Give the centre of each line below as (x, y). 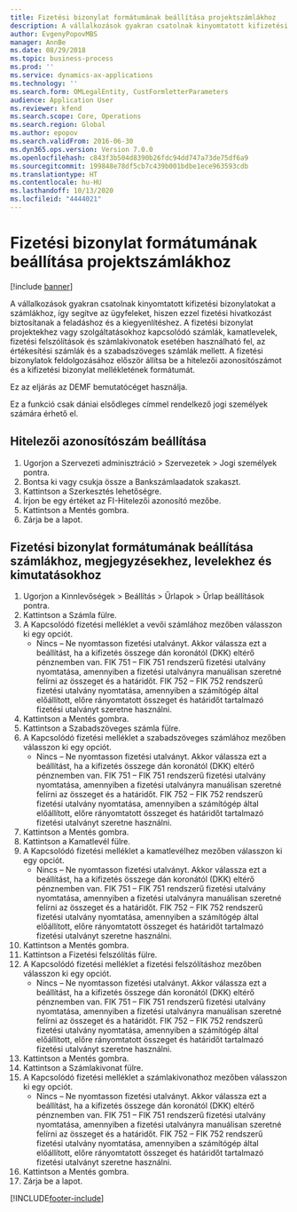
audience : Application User (62, 100)
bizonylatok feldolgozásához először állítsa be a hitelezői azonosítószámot (146, 360)
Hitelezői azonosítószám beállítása (109, 442)
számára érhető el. (44, 413)
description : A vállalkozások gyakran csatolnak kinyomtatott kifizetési (149, 26)
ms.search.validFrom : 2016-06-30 (72, 141)
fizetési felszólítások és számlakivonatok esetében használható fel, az (138, 341)
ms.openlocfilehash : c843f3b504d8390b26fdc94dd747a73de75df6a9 (129, 158)
